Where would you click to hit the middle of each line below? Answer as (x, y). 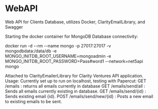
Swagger (14, 27)
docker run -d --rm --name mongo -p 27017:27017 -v (58, 46)
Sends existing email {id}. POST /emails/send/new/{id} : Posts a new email (79, 96)
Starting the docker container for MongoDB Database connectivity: (72, 36)
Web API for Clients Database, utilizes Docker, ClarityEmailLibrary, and (75, 22)
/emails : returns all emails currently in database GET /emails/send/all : (75, 86)
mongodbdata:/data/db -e (31, 51)
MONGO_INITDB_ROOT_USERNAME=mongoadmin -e (58, 56)
